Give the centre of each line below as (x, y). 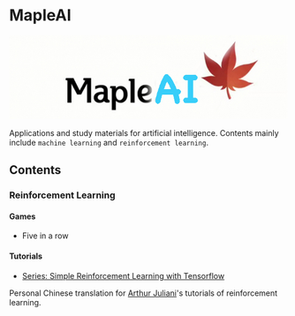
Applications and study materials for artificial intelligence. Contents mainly (144, 132)
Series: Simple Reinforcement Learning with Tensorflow (123, 275)
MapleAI (41, 15)
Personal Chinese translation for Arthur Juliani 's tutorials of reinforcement (144, 293)
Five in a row (45, 236)
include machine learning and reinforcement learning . (109, 142)
